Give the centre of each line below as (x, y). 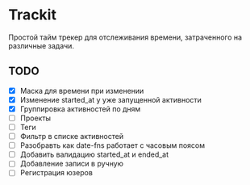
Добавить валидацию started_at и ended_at (94, 154)
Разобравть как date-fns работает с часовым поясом (112, 145)
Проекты (35, 118)
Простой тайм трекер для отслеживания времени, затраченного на (125, 37)
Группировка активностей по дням (80, 109)
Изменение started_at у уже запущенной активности (110, 99)
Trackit (32, 15)
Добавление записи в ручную (71, 164)
